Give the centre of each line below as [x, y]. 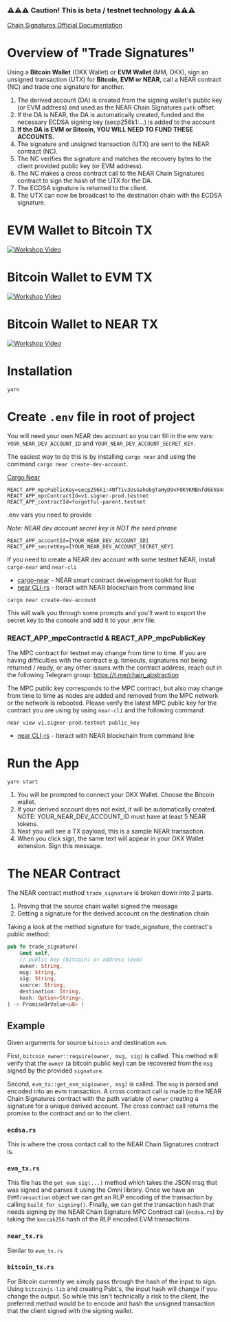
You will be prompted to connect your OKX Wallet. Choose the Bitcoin [115, 795]
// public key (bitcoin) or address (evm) [81, 960]
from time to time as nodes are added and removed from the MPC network [113, 696]
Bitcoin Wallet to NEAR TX [83, 324]
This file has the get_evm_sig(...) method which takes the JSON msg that [112, 1183]
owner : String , [41, 966]
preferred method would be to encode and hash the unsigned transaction [111, 1303]
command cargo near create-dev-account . [68, 464]
